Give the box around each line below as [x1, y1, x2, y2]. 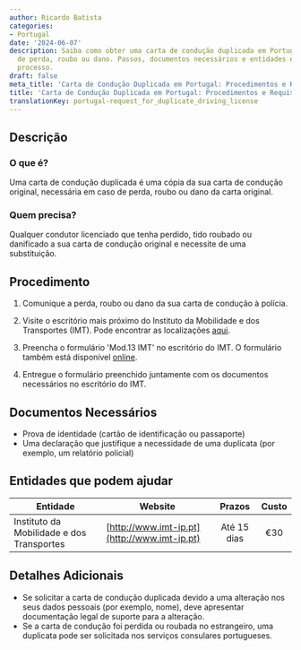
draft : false [9, 72, 58, 81]
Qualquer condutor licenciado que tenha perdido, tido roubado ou [9, 230, 253, 240]
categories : [9, 22, 54, 30]
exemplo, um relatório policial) [21, 447, 134, 458]
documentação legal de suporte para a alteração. [21, 611, 205, 621]
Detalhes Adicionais [9, 568, 124, 584]
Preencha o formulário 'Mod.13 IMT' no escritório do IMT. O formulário [21, 342, 282, 353]
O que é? [9, 156, 49, 169]
